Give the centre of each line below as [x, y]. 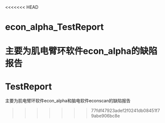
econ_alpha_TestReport [54, 27]
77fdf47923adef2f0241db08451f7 [125, 111]
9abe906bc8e [105, 116]
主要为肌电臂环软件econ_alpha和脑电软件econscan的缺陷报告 [68, 101]
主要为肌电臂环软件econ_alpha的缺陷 [81, 51]
